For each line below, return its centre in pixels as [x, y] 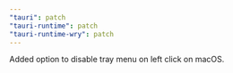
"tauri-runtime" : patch [54, 26]
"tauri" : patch [38, 17]
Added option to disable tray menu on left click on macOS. [117, 60]
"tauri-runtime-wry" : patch [62, 34]
